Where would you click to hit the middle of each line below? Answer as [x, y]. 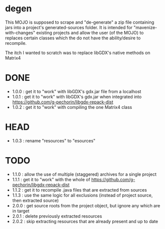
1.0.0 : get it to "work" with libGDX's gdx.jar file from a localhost [77, 91]
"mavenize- [146, 27]
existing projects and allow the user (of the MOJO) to [90, 33]
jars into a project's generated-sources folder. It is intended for [69, 27]
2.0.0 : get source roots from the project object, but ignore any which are [86, 205]
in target [21, 211]
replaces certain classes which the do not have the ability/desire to [73, 38]
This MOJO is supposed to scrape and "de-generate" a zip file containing [80, 22]
